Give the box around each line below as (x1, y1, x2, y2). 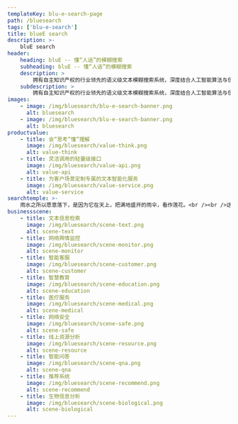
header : (7, 50, 30, 57)
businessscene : (7, 208, 52, 216)
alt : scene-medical (25, 307, 84, 314)
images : (7, 96, 30, 104)
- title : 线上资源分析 (20, 333, 81, 340)
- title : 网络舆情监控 (20, 235, 81, 242)
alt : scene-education (25, 287, 91, 294)
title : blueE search (7, 30, 69, 38)
